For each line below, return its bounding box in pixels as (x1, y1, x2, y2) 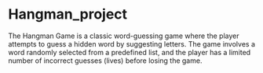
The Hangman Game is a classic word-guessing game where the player (8, 31, 239, 40)
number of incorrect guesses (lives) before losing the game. (8, 56, 203, 65)
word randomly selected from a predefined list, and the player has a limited (8, 47, 251, 57)
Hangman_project (8, 5, 128, 23)
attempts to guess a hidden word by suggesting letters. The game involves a (8, 39, 256, 48)
